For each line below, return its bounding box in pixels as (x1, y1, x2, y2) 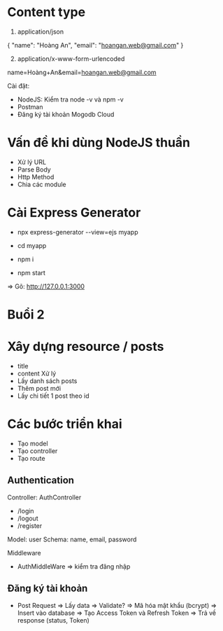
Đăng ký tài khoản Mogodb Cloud (17, 110, 115, 118)
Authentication (7, 474, 75, 487)
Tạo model (17, 439, 48, 448)
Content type (7, 4, 86, 20)
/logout (17, 514, 38, 522)
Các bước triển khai (7, 416, 122, 432)
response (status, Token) (17, 616, 89, 624)
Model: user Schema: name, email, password (7, 535, 137, 543)
